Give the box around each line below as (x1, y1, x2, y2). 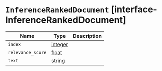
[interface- (111, 4, 157, 15)
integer (51, 41, 68, 48)
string (51, 57, 65, 64)
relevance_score (8, 49, 47, 55)
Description (72, 32, 102, 39)
